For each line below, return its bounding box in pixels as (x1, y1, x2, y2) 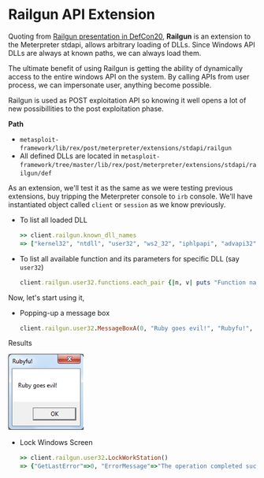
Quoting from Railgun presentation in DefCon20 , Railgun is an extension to (8, 31, 251, 41)
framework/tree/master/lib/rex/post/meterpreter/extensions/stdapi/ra (19, 161, 257, 169)
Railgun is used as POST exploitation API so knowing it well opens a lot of (8, 95, 247, 105)
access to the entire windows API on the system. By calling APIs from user (8, 72, 250, 81)
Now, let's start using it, (8, 293, 85, 302)
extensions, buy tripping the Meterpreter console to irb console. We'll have (8, 191, 254, 201)
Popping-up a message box (19, 308, 110, 317)
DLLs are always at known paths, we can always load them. (8, 48, 202, 57)
